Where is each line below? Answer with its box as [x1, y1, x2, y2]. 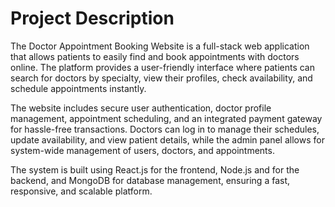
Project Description [10, 7, 175, 30]
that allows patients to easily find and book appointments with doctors [10, 50, 300, 62]
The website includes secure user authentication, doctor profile [10, 102, 272, 114]
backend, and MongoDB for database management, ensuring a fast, [10, 174, 291, 186]
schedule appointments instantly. [10, 82, 147, 94]
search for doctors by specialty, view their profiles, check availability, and [10, 72, 313, 84]
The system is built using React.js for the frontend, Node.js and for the [10, 163, 300, 176]
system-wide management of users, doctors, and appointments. [10, 144, 275, 156]
